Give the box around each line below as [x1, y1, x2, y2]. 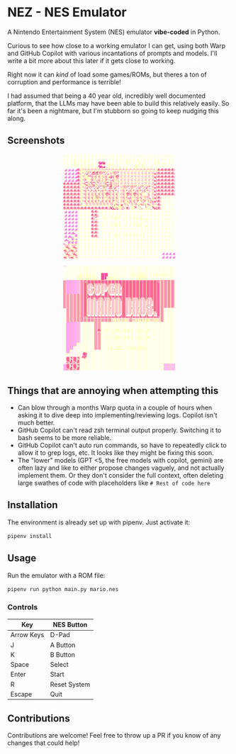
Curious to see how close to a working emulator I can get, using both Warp [7, 41, 226, 50]
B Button [50, 650, 76, 659]
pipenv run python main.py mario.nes [7, 585, 119, 592]
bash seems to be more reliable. [17, 434, 112, 442]
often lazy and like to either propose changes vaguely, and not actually [17, 463, 225, 472]
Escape [10, 690, 33, 698]
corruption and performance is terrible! [7, 77, 122, 86]
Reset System [50, 680, 91, 688]
